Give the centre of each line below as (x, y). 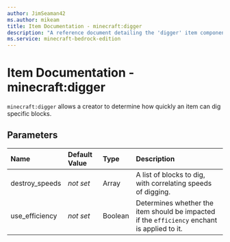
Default (80, 154)
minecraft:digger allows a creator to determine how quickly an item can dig (114, 106)
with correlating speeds (174, 183)
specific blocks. (29, 114)
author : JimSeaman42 (37, 13)
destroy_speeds (36, 183)
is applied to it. (159, 228)
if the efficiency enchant (177, 220)
